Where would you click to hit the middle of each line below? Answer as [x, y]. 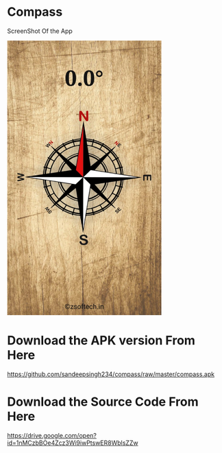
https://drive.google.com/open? [52, 435]
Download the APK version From [101, 341]
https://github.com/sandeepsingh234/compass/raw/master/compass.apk [111, 374]
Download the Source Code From [103, 402]
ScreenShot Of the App [40, 31]
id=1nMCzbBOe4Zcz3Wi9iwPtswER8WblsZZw [73, 443]
